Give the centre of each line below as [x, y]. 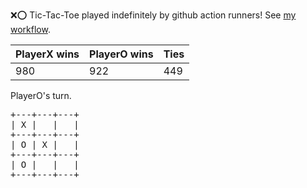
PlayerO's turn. [41, 95]
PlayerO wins [121, 54]
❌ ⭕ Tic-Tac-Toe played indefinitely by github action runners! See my [153, 15]
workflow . [30, 29]
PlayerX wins [47, 54]
